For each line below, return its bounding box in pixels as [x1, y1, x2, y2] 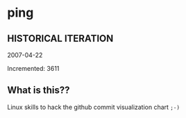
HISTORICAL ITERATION [7, 33, 114, 44]
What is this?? [7, 85, 70, 96]
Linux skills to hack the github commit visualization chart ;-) [7, 103, 180, 111]
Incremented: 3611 [7, 65, 60, 72]
